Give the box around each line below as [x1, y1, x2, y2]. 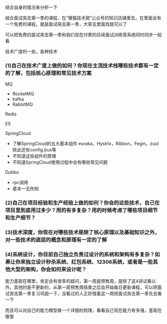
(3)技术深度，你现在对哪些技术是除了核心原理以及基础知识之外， [5, 229, 160, 236]
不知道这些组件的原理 [12, 153, 56, 159]
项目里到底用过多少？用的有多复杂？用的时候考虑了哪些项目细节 [5, 207, 158, 214]
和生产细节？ [5, 215, 36, 221]
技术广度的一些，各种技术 [5, 49, 58, 54]
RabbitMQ [12, 102, 33, 108]
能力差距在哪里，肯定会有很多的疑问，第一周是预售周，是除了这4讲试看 [5, 278, 152, 284]
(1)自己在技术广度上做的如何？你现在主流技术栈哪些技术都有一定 [5, 62, 159, 69]
